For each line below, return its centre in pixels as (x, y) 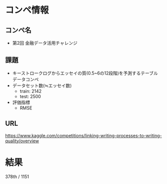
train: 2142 (31, 91)
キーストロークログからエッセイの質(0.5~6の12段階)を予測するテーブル (85, 73)
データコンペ (25, 79)
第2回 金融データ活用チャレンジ (45, 43)
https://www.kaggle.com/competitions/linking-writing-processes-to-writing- (84, 135)
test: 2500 (30, 96)
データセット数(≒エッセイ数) (42, 86)
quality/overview (22, 141)
